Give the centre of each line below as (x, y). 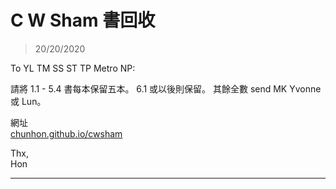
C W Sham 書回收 (83, 20)
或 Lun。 (28, 101)
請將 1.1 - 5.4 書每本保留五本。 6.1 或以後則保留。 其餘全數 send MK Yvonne (166, 88)
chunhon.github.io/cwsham (66, 133)
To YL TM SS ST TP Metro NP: (73, 68)
